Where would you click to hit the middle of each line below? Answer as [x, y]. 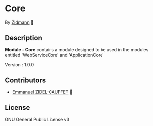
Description [24, 38]
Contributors [25, 80]
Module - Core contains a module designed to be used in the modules [77, 49]
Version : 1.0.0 [20, 64]
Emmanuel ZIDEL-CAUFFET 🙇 [42, 92]
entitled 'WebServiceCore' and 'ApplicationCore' [54, 55]
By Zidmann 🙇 [19, 22]
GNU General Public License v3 [37, 120]
